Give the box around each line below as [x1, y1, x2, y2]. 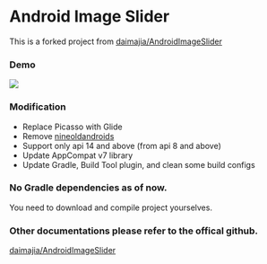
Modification [9, 101, 67, 113]
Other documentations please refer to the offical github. [9, 224, 258, 237]
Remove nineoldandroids [22, 130, 115, 141]
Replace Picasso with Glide [22, 121, 123, 132]
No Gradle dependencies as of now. [9, 181, 168, 194]
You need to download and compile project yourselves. [9, 202, 213, 213]
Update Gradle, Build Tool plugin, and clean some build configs [22, 159, 255, 170]
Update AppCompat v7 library [22, 150, 133, 161]
